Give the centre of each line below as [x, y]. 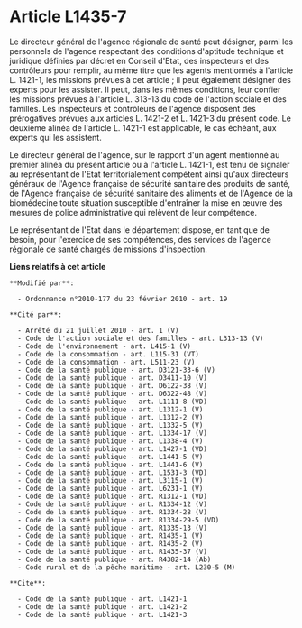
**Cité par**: [36, 314]
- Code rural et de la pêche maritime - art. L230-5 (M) [127, 567]
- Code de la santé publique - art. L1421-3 [102, 614]
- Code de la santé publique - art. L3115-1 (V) [110, 480]
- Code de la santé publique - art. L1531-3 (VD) [112, 472]
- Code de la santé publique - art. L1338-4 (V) [110, 441]
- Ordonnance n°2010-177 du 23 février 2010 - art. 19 [123, 299]
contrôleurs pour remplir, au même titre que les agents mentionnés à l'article [151, 70]
